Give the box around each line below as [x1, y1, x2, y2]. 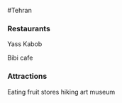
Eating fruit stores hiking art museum [7, 87, 116, 96]
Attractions [7, 71, 48, 81]
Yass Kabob [7, 40, 43, 48]
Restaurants [7, 23, 51, 33]
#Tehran [7, 6, 32, 14]
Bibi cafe [7, 53, 33, 63]
